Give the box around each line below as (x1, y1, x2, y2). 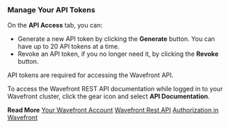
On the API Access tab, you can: (7, 21, 103, 30)
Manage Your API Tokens (7, 5, 96, 15)
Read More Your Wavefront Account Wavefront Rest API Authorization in (7, 106, 219, 115)
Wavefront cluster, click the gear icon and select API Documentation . (7, 92, 210, 100)
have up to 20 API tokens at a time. (17, 42, 120, 51)
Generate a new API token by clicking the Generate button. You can (17, 35, 216, 43)
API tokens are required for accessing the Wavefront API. (7, 71, 174, 79)
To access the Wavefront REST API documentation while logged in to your (7, 85, 223, 93)
